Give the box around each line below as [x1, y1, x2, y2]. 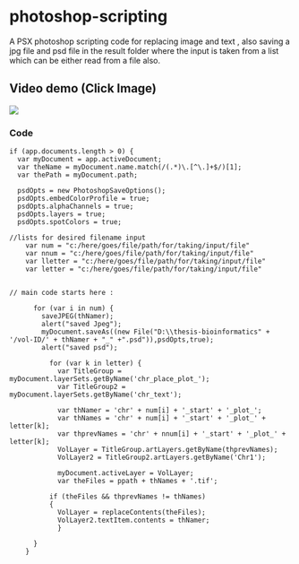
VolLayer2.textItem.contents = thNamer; [56, 516, 210, 525]
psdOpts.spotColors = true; [17, 218, 123, 227]
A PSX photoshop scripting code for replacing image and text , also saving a [9, 36, 291, 47]
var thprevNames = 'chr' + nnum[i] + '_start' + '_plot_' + [56, 430, 286, 438]
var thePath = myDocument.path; [17, 170, 139, 180]
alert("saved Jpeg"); [41, 320, 123, 329]
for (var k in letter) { [48, 359, 142, 369]
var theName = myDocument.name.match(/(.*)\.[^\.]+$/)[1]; [17, 163, 243, 172]
